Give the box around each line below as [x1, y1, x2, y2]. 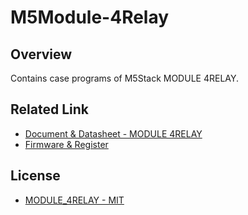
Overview [10, 46, 73, 63]
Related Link [10, 101, 89, 118]
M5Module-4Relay [10, 6, 170, 29]
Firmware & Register [24, 138, 109, 150]
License [10, 167, 61, 185]
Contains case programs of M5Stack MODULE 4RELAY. [10, 72, 239, 84]
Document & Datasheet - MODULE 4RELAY [24, 127, 203, 140]
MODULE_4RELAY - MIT [24, 194, 125, 206]
